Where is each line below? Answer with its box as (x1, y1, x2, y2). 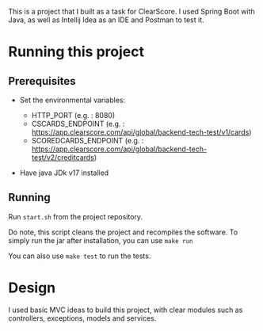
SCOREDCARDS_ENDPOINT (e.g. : (31, 136, 144, 145)
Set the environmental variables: (19, 95, 126, 105)
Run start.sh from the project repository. (8, 211, 143, 221)
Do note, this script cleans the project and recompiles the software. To (8, 227, 238, 237)
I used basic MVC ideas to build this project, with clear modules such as (8, 305, 243, 314)
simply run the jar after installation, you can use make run (8, 235, 193, 245)
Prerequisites (8, 74, 76, 88)
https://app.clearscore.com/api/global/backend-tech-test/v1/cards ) (31, 127, 252, 137)
